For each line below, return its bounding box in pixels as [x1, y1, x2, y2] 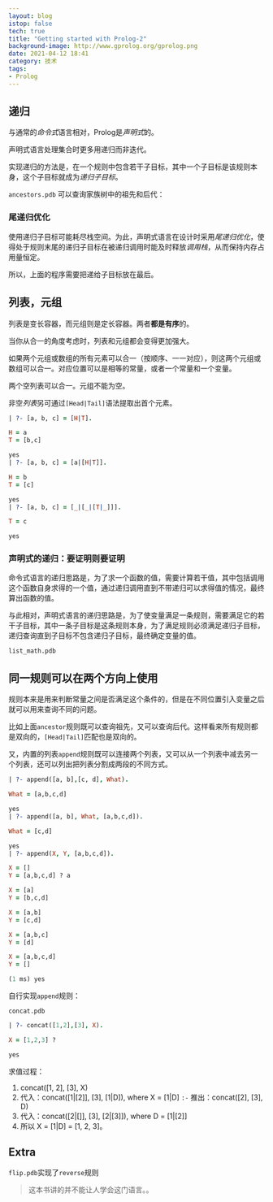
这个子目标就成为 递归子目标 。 [22, 172, 123, 182]
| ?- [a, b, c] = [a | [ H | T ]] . [8, 458, 107, 467]
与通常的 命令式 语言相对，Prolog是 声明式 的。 [8, 128, 158, 137]
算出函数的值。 [8, 593, 58, 603]
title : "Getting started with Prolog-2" [8, 34, 148, 43]
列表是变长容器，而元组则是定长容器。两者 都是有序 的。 [8, 319, 193, 328]
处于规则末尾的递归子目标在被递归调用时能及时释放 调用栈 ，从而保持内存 [15, 241, 258, 252]
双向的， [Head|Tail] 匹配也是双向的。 [15, 732, 141, 742]
